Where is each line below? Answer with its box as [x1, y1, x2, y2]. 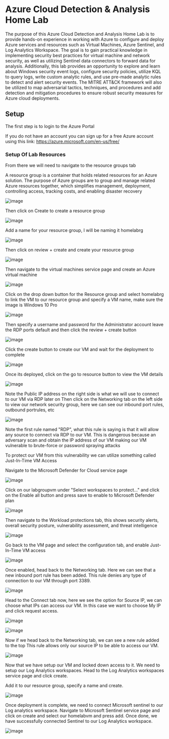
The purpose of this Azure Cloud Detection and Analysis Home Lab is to [5, 31, 155, 37]
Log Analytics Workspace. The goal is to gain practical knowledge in [5, 47, 148, 53]
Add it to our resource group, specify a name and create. [5, 683, 124, 689]
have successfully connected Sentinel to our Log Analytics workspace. [5, 718, 153, 724]
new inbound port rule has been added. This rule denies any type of [5, 572, 147, 578]
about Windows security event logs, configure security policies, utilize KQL [5, 68, 161, 74]
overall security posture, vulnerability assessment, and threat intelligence [5, 523, 157, 529]
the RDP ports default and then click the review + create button [5, 327, 137, 333]
